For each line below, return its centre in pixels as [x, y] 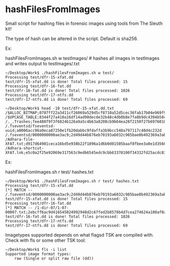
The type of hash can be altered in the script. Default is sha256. [72, 39]
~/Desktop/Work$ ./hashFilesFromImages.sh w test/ [60, 73]
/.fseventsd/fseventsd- [30, 126]
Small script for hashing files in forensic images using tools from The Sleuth [84, 23]
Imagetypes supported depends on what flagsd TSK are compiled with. [80, 235]
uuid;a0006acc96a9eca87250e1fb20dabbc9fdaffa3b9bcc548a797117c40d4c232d [83, 130]
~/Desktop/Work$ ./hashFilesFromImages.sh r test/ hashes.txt [72, 181]
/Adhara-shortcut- [25, 148]
